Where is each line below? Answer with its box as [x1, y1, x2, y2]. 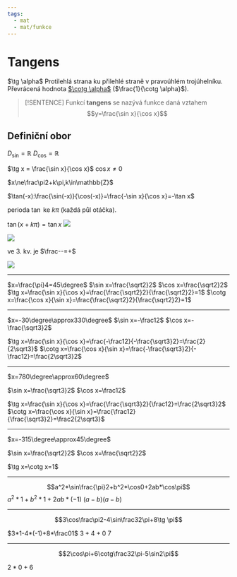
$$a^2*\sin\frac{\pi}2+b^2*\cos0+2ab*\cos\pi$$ [47, 482, 190, 491]
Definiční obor [7, 130, 72, 142]
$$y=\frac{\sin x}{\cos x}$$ [87, 109, 168, 118]
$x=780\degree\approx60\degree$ [7, 372, 109, 381]
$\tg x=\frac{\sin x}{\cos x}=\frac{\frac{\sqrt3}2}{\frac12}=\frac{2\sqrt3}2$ [7, 400, 226, 408]
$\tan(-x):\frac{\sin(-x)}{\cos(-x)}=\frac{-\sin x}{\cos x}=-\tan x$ [7, 191, 195, 200]
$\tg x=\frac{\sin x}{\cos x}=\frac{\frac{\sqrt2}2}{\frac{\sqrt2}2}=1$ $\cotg [7, 287, 226, 297]
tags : [7, 10, 23, 18]
